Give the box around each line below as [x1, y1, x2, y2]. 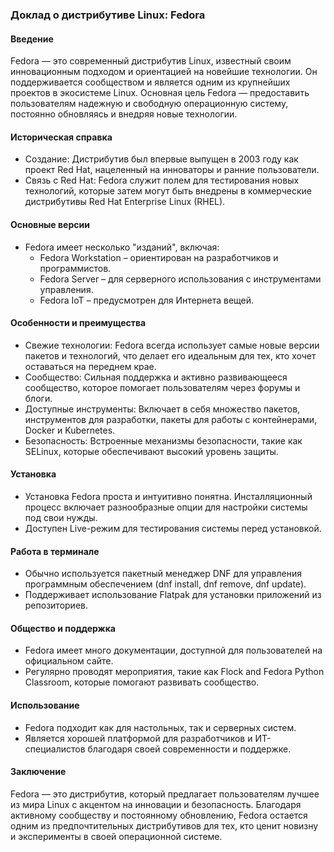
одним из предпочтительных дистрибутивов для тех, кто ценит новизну [10, 819, 319, 832]
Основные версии [10, 218, 90, 230]
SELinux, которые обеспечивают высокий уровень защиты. [24, 445, 279, 457]
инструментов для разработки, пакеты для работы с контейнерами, [24, 413, 318, 425]
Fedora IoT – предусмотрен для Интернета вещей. [39, 294, 255, 306]
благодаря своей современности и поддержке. [87, 743, 292, 755]
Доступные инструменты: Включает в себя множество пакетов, [24, 403, 301, 415]
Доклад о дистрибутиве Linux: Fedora [10, 8, 206, 22]
